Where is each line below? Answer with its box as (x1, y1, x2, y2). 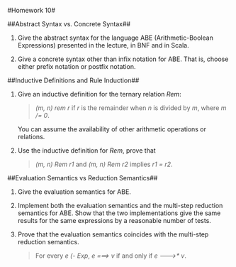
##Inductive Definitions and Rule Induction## (7, 76, 140, 85)
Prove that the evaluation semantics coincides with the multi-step (17, 230, 209, 239)
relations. (17, 133, 45, 141)
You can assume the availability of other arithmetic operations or (17, 125, 207, 133)
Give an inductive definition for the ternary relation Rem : (17, 90, 182, 98)
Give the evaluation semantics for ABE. (17, 187, 131, 196)
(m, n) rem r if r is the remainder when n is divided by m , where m (35, 104, 227, 112)
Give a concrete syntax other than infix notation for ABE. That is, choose (17, 55, 229, 63)
